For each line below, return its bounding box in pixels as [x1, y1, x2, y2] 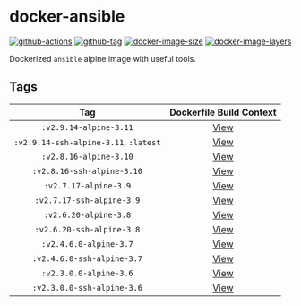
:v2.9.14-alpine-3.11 [41, 122, 133, 132]
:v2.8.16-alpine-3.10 [41, 151, 133, 162]
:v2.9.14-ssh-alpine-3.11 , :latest [13, 136, 161, 148]
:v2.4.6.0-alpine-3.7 [41, 239, 133, 249]
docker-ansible [9, 6, 125, 27]
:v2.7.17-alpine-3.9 [43, 180, 132, 190]
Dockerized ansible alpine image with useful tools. [9, 53, 197, 64]
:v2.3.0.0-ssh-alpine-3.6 [31, 283, 143, 293]
